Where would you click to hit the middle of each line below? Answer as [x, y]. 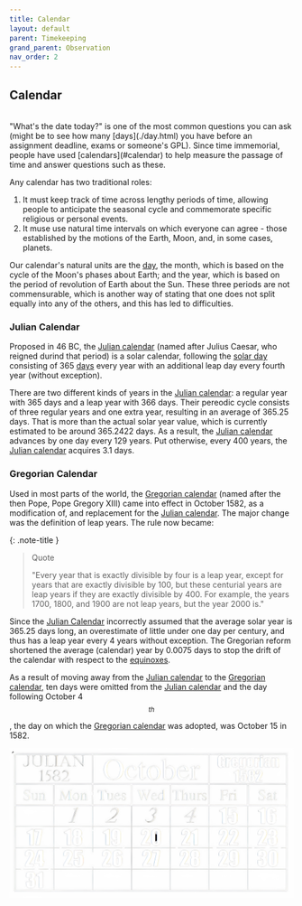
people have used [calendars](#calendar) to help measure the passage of [146, 154]
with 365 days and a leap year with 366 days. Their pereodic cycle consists [150, 403]
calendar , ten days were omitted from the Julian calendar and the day [138, 687]
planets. [37, 248]
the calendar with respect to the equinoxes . [90, 659]
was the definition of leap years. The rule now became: [112, 522]
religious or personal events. [75, 219]
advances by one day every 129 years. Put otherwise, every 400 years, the [148, 441]
